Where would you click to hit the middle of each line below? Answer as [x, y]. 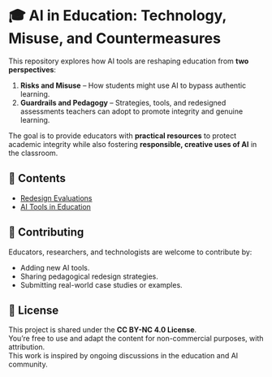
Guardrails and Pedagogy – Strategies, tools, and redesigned [123, 102]
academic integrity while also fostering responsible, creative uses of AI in [133, 144]
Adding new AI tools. [55, 267]
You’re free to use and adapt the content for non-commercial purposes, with [136, 339]
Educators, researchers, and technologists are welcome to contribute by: [130, 252]
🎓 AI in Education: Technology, [118, 16]
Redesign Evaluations [56, 198]
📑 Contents [37, 178]
